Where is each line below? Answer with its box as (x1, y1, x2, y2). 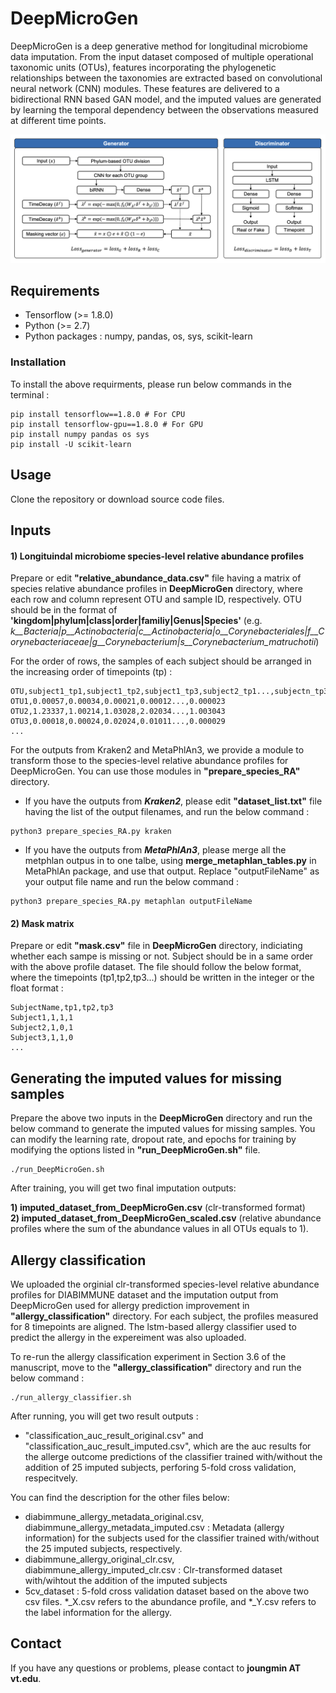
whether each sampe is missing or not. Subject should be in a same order (10, 950, 314, 962)
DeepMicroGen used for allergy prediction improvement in (10, 1300, 250, 1312)
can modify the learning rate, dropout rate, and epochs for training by (10, 1133, 297, 1146)
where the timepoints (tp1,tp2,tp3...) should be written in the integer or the (10, 972, 315, 984)
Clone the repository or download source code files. (10, 493, 225, 505)
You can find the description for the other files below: (10, 1492, 230, 1504)
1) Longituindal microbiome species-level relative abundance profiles (10, 550, 305, 562)
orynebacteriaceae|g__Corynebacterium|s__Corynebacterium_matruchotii (10, 636, 317, 648)
